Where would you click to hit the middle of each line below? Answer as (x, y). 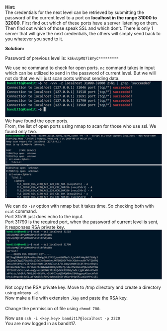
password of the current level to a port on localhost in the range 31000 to (81, 18)
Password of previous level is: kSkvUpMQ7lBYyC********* (62, 58)
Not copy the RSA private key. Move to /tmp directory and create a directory (83, 287)
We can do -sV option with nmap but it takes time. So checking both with (80, 206)
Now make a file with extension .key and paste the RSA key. (67, 298)
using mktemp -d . (22, 293)
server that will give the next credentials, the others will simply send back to (83, 34)
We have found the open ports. (37, 121)
